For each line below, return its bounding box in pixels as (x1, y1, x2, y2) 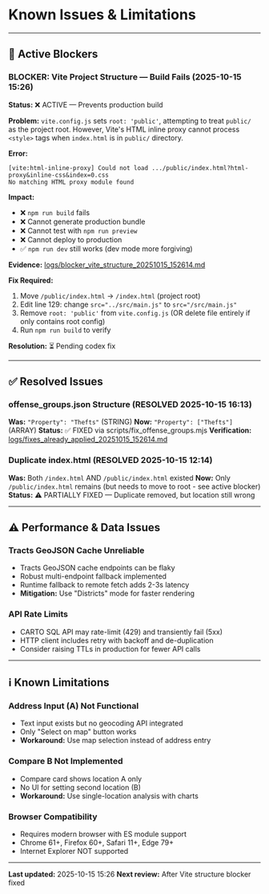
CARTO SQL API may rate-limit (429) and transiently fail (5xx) (19, 627, 223, 636)
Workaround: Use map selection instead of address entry (19, 736, 211, 746)
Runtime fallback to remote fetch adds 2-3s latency (19, 580, 190, 590)
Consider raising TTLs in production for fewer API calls (19, 644, 201, 653)
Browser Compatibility (8, 811, 98, 822)
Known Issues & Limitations (8, 6, 196, 24)
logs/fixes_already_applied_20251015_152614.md (8, 435, 168, 445)
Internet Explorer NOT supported (19, 846, 129, 855)
